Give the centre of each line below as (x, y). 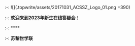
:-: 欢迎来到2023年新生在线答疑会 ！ (42, 18)
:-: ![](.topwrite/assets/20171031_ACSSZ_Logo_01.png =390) (68, 7)
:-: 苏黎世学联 (19, 38)
